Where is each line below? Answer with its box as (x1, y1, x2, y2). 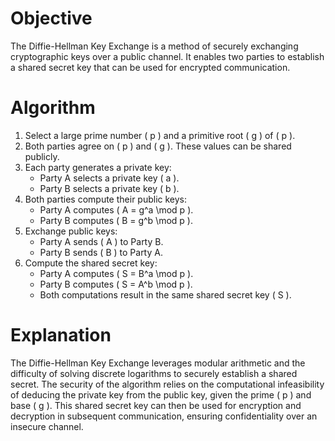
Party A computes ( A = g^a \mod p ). (39, 203, 194, 216)
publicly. (24, 150, 60, 162)
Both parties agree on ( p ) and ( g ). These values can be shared (24, 140, 292, 152)
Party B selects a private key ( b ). (39, 182, 180, 194)
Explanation (10, 324, 112, 347)
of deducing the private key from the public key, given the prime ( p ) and (10, 388, 312, 401)
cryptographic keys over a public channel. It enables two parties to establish (10, 50, 325, 62)
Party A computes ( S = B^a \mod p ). (39, 267, 194, 279)
